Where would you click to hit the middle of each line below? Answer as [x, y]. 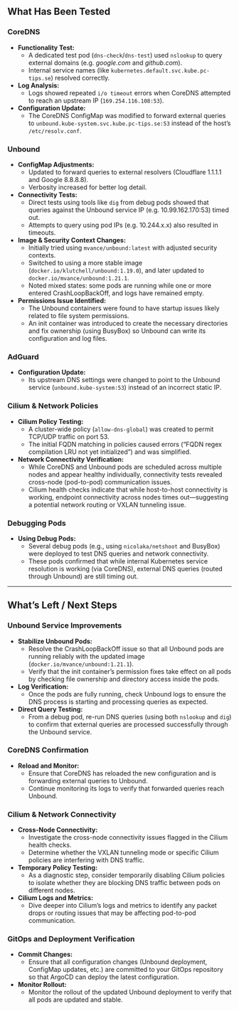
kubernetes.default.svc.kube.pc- [160, 70]
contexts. [42, 255]
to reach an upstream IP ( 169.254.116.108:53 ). [96, 100]
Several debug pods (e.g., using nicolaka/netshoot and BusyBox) [124, 546]
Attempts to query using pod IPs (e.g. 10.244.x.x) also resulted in [123, 225]
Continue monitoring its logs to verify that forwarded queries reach [126, 788]
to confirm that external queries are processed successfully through [128, 724]
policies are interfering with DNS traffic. [86, 860]
